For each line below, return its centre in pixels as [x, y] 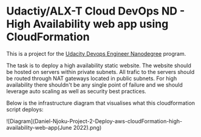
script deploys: [25, 109]
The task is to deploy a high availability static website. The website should [99, 65]
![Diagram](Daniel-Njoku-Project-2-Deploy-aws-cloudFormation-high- [94, 121]
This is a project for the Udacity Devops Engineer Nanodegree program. [96, 53]
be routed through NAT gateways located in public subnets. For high [92, 78]
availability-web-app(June [39, 127]
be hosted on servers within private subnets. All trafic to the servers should [101, 72]
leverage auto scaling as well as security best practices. [77, 91]
